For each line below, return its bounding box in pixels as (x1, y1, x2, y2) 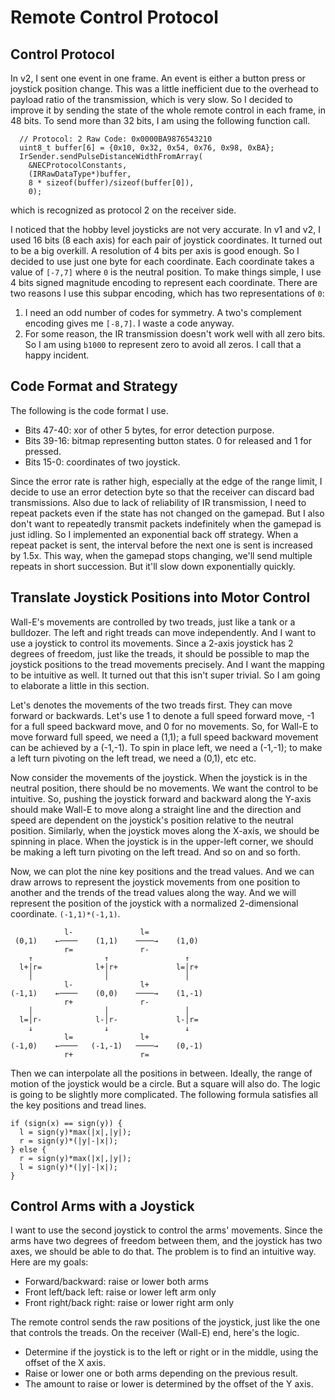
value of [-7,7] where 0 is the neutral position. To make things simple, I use (10, 266, 322, 278)
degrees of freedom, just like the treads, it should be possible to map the (10, 647, 310, 660)
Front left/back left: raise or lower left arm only (24, 1286, 217, 1298)
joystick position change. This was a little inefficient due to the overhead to (10, 83, 319, 95)
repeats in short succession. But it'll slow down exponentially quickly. (10, 560, 296, 572)
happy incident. (24, 349, 90, 361)
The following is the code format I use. (10, 404, 169, 416)
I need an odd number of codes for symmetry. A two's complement (24, 307, 302, 318)
